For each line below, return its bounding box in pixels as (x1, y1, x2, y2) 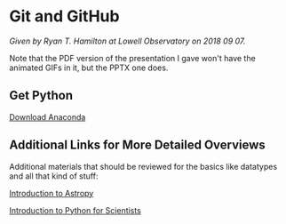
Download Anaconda (9, 111, 86, 122)
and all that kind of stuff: (9, 171, 99, 181)
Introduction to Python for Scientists (9, 204, 142, 215)
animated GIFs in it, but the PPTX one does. (9, 62, 169, 73)
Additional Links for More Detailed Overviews (9, 138, 266, 153)
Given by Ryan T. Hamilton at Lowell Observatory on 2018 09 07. (9, 36, 246, 46)
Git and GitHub (9, 6, 120, 27)
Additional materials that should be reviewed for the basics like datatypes (9, 161, 278, 172)
